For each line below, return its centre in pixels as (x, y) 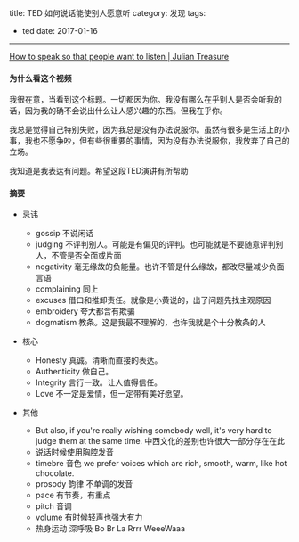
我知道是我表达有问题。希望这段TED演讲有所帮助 (99, 171)
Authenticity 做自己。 (74, 372)
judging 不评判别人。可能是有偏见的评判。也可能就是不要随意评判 (155, 244)
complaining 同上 (67, 289)
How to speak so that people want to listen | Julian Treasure (119, 57)
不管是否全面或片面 (86, 256)
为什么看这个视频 (40, 78)
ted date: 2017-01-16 (60, 31)
